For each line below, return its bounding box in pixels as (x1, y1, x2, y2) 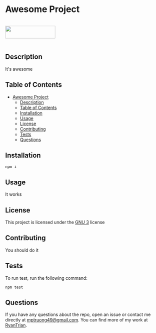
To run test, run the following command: (5, 275, 87, 281)
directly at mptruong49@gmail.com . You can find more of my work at (5, 317, 148, 323)
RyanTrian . (5, 322, 27, 328)
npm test (5, 285, 23, 290)
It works (5, 191, 22, 197)
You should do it (5, 247, 39, 253)
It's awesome (5, 66, 33, 72)
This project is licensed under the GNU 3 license (5, 219, 105, 225)
